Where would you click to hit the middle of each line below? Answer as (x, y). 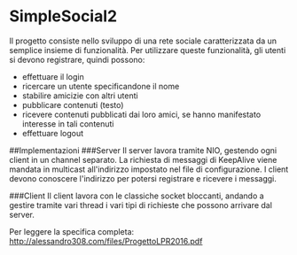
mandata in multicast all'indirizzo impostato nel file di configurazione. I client (149, 169)
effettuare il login (53, 76)
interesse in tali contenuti (68, 124)
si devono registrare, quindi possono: (77, 59)
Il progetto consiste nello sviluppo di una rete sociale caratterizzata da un (143, 41)
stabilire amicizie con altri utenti (80, 96)
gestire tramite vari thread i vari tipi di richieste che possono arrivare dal (141, 205)
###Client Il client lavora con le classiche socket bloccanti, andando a (137, 196)
